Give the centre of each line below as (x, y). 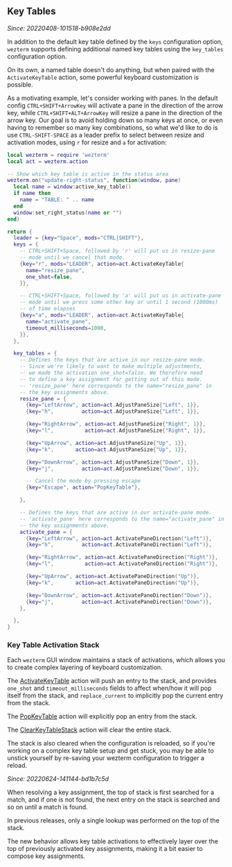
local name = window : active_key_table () (72, 187)
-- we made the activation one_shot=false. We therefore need (111, 373)
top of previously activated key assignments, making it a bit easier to (105, 849)
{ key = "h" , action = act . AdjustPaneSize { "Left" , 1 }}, (113, 412)
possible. (20, 84)
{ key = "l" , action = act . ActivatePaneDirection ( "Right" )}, (122, 564)
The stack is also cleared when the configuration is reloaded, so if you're (111, 743)
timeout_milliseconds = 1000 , (66, 328)
